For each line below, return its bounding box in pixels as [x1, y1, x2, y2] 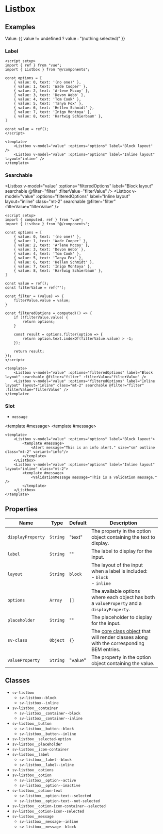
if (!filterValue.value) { [14, 315, 68, 320]
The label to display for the [91, 548, 152, 554]
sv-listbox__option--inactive [19, 783, 81, 788]
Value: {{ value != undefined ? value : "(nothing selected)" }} [5, 35, 125, 41]
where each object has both [91, 594, 155, 600]
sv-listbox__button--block [19, 726, 74, 731]
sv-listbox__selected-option [12, 736, 71, 741]
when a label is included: [91, 567, 148, 574]
